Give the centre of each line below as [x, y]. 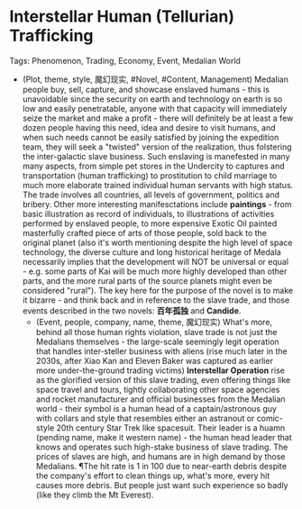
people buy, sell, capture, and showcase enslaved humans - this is [146, 89]
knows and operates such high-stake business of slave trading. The [162, 447]
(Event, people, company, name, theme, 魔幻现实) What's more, [154, 322]
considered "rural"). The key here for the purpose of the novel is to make [158, 290]
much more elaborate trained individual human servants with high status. [158, 185]
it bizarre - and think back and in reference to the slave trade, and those [156, 300]
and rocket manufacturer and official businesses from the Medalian [160, 399]
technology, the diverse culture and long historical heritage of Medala [151, 252]
